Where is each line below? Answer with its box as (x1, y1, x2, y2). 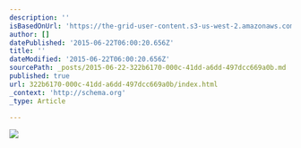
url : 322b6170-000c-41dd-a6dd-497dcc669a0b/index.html (9, 80, 219, 89)
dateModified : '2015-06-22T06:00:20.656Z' (9, 55, 170, 64)
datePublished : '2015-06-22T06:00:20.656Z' (9, 38, 175, 48)
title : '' (9, 47, 47, 56)
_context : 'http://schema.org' (9, 88, 126, 97)
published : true (9, 72, 70, 81)
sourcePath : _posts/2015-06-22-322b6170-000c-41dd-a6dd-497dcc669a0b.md (9, 64, 287, 73)
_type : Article (9, 96, 66, 106)
